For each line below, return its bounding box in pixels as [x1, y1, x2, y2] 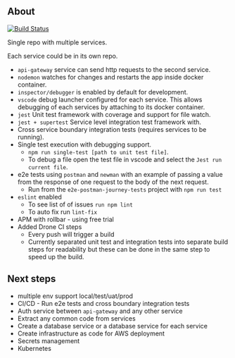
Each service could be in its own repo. [7, 51, 118, 60]
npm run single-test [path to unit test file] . [27, 147, 169, 156]
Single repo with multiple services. [7, 38, 108, 47]
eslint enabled [17, 192, 62, 201]
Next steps [7, 273, 56, 285]
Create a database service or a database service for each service [17, 321, 208, 330]
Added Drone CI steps [17, 222, 82, 231]
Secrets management [17, 336, 80, 345]
